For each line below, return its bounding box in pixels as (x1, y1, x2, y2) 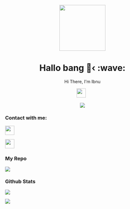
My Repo (5, 155, 27, 162)
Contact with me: (5, 114, 47, 121)
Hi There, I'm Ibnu (64, 78, 101, 84)
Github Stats (5, 178, 36, 185)
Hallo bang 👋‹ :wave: (39, 63, 126, 73)
